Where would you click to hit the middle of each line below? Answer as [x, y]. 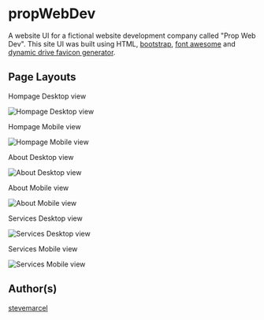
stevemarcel [28, 307]
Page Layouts [42, 77]
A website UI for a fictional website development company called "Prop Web [132, 35]
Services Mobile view [43, 248]
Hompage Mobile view [45, 126]
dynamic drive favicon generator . [62, 52]
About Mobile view [39, 188]
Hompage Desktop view [47, 96]
